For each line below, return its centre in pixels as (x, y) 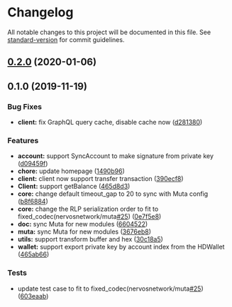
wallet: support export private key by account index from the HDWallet (121, 247)
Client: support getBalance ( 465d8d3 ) (74, 187)
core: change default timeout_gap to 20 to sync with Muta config (113, 194)
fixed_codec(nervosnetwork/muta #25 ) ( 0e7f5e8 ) (89, 217)
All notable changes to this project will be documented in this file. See (109, 32)
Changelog (40, 12)
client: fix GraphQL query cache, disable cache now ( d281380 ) (110, 123)
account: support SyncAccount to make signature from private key (116, 156)
